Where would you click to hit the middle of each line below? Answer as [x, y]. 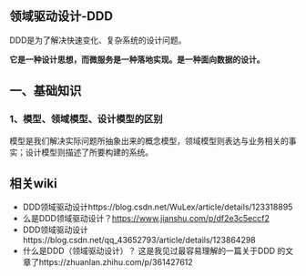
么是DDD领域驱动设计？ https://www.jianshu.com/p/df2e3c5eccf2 [146, 219]
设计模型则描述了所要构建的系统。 [89, 152]
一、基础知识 [46, 91]
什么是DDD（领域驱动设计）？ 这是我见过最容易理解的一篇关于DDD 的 [154, 251]
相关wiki [33, 184]
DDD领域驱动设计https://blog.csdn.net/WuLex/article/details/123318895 [158, 207]
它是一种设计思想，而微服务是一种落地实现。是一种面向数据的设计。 [137, 59]
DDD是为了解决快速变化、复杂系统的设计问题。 [98, 40]
